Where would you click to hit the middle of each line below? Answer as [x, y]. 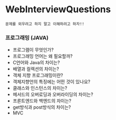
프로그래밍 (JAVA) [27, 38]
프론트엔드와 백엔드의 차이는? [42, 101]
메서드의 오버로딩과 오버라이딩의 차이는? [53, 94]
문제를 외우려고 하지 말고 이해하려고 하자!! [45, 24]
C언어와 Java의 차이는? [36, 63]
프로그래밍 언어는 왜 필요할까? [43, 56]
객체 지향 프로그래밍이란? [38, 76]
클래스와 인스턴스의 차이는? [40, 88]
